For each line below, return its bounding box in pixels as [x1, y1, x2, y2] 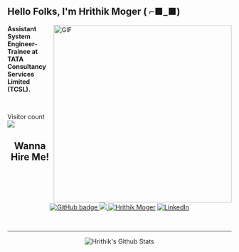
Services [7, 70, 35, 78]
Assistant [7, 24, 37, 33]
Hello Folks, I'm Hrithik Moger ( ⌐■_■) [7, 6, 181, 18]
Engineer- [7, 39, 38, 48]
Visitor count [7, 112, 45, 121]
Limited [7, 77, 31, 86]
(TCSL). [7, 84, 31, 93]
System [7, 32, 31, 40]
